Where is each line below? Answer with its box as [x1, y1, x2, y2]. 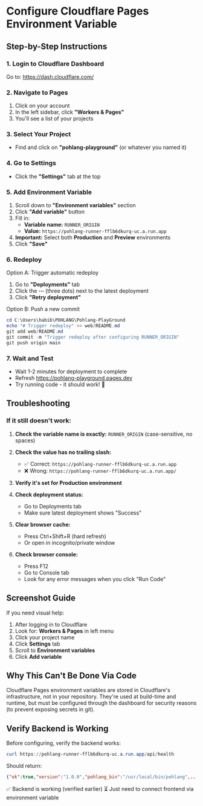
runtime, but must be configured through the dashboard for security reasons [6, 699, 197, 707]
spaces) [14, 436, 36, 444]
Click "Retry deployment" [14, 294, 82, 301]
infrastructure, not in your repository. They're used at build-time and [6, 693, 176, 701]
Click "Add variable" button [14, 208, 85, 216]
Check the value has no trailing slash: [14, 448, 112, 456]
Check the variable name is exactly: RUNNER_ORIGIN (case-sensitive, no [14, 430, 193, 438]
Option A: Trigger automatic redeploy [6, 269, 98, 276]
